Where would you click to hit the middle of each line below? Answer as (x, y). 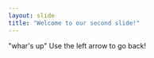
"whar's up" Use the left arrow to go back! (77, 45)
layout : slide (32, 15)
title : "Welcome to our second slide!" (74, 23)
